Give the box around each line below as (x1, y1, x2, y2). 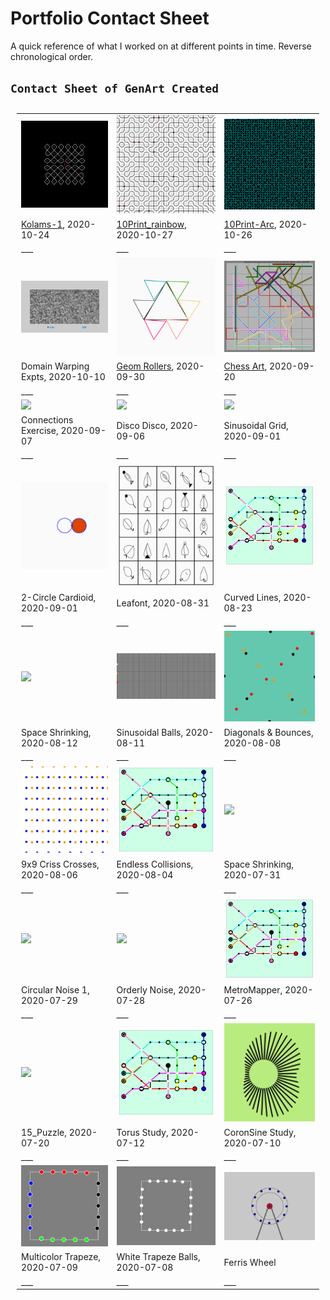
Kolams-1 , (21, 218, 66, 230)
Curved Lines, (223, 592, 282, 604)
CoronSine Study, (223, 1126, 297, 1138)
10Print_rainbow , (116, 218, 187, 230)
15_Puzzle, (21, 1126, 68, 1138)
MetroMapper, (223, 984, 283, 996)
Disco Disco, (116, 419, 168, 431)
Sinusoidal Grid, (223, 419, 289, 431)
